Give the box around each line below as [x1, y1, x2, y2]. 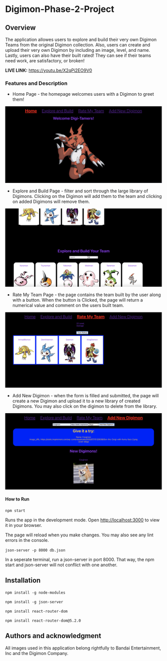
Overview [5, 23, 36, 32]
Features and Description [5, 80, 68, 87]
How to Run [5, 496, 30, 502]
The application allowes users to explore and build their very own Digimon [5, 36, 157, 42]
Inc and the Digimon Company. [5, 650, 69, 656]
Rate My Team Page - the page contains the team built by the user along [12, 292, 161, 298]
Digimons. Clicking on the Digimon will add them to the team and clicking [12, 193, 162, 199]
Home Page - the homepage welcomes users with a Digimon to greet [12, 91, 154, 97]
